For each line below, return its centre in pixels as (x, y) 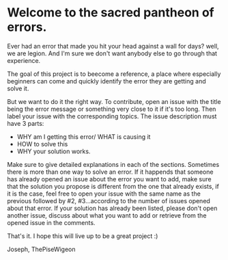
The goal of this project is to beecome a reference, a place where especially (114, 74)
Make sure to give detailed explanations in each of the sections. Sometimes (113, 164)
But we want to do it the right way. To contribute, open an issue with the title (114, 101)
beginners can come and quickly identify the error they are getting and (106, 81)
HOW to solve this (42, 144)
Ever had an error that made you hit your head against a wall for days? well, (113, 46)
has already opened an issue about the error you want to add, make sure (109, 179)
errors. (27, 27)
